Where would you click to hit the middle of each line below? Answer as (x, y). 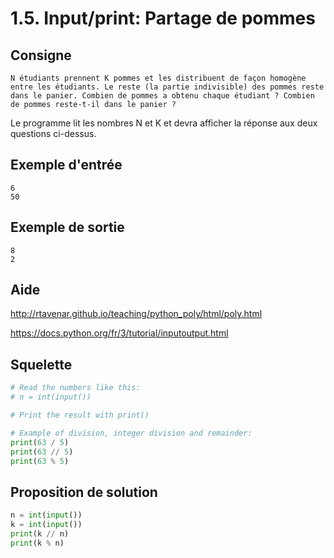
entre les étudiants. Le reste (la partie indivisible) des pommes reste (167, 87)
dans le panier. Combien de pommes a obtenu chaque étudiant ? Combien (162, 96)
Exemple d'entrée (66, 165)
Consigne (41, 55)
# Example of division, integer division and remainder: (131, 433)
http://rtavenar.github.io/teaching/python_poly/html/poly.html (136, 314)
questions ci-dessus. (53, 133)
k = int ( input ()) (46, 525)
